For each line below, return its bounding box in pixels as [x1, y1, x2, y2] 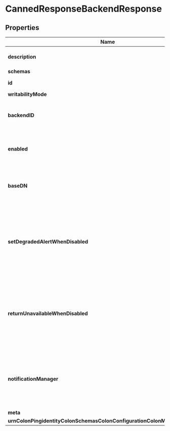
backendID [8, 112, 34, 118]
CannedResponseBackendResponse [5, 3, 162, 15]
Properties [5, 23, 39, 32]
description [8, 53, 36, 60]
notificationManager [8, 376, 59, 382]
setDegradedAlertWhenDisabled [8, 238, 89, 245]
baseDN [8, 182, 28, 189]
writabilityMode [8, 91, 47, 98]
